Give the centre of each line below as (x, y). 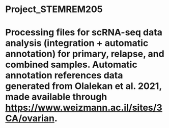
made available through (56, 97)
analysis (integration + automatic (77, 43)
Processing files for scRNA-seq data (84, 33)
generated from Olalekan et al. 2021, (83, 86)
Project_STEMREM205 (54, 9)
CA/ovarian (30, 119)
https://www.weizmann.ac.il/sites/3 (84, 108)
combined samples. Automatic (71, 65)
